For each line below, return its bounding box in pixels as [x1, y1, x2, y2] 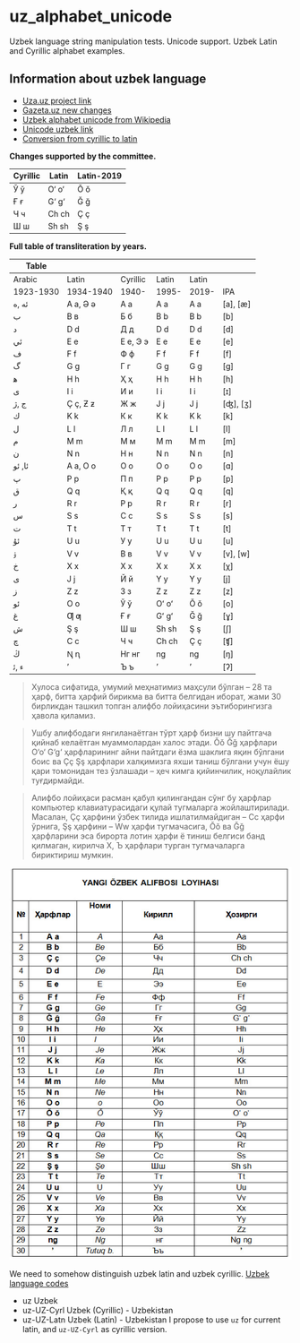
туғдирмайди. [30, 775, 85, 786]
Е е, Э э [120, 336, 150, 347]
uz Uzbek [21, 1295, 58, 1305]
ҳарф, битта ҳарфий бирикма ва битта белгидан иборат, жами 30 [30, 691, 282, 702]
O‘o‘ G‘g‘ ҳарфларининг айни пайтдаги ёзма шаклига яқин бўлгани [30, 746, 285, 757]
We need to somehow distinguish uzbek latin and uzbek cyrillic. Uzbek [9, 1268, 270, 1278]
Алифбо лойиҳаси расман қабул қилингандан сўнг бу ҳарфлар [30, 792, 271, 803]
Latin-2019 [77, 170, 123, 181]
